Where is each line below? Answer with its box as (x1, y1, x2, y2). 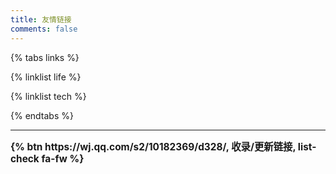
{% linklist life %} (10, 71, 82, 83)
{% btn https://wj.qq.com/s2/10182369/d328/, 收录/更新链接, (10, 140, 297, 153)
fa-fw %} (41, 152, 85, 165)
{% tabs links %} (10, 51, 80, 63)
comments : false (10, 24, 78, 34)
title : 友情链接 (10, 14, 72, 25)
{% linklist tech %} (10, 90, 87, 102)
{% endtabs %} (10, 109, 74, 121)
